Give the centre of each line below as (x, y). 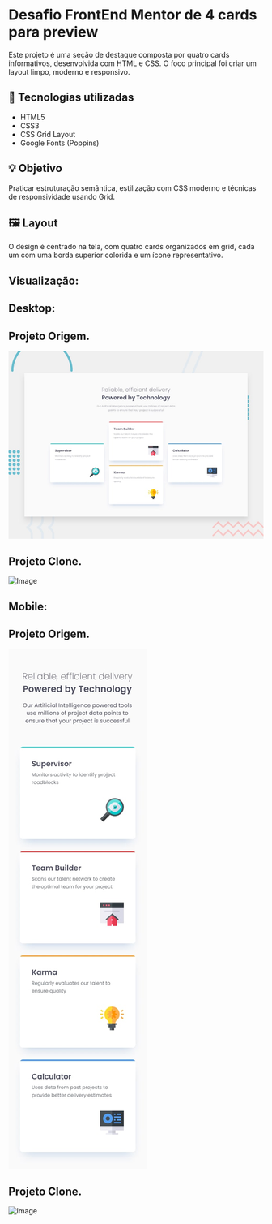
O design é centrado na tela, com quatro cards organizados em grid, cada (132, 247)
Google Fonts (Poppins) (59, 143)
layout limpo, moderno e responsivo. (70, 71)
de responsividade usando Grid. (62, 196)
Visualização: (44, 280)
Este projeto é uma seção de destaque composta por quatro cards (119, 54)
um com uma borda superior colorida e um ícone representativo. (116, 255)
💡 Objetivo (35, 168)
